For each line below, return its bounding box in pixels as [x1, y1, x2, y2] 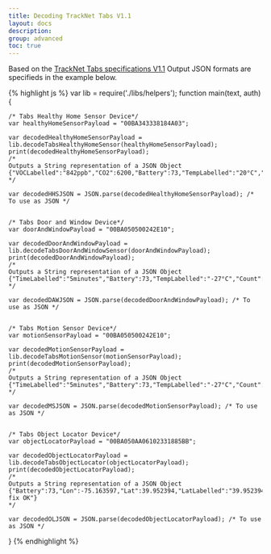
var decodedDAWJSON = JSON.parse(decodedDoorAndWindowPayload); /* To [8, 296, 251, 304]
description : [8, 27, 52, 35]
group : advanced [8, 34, 63, 43]
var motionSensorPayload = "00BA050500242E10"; [8, 332, 172, 340]
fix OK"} [8, 494, 38, 502]
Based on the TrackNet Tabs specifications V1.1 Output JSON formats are [8, 64, 252, 73]
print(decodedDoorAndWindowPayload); [8, 254, 135, 262]
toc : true [8, 42, 42, 50]
